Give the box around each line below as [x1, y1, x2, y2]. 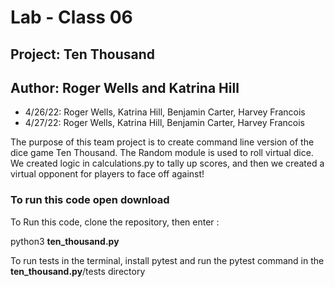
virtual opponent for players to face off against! [10, 168, 205, 180]
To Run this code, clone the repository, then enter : [10, 216, 220, 228]
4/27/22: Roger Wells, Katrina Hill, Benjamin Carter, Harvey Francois [24, 117, 305, 129]
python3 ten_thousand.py [10, 235, 120, 247]
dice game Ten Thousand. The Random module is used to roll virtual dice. [10, 147, 314, 159]
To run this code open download [10, 193, 170, 207]
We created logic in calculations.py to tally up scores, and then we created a [10, 157, 325, 170]
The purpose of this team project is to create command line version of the [10, 136, 315, 148]
